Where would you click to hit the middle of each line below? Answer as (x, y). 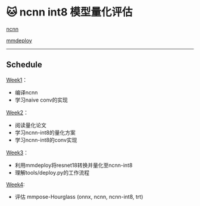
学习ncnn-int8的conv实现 (46, 140)
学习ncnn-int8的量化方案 (45, 132)
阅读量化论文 (30, 125)
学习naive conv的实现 (41, 100)
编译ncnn (26, 92)
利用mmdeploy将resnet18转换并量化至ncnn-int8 (74, 165)
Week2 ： (17, 112)
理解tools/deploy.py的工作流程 (52, 172)
